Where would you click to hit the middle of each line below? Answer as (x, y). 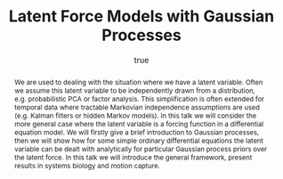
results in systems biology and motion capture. (87, 165)
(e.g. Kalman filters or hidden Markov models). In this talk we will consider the (135, 115)
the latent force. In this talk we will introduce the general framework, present (133, 157)
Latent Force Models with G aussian (141, 16)
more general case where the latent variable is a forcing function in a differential (139, 123)
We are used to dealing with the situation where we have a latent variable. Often (138, 82)
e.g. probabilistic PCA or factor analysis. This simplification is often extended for (139, 98)
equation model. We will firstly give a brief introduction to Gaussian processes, (137, 132)
